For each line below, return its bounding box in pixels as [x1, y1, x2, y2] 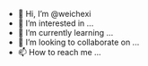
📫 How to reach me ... [17, 47, 101, 57]
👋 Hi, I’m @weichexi [17, 9, 91, 19]
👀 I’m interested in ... [17, 18, 94, 29]
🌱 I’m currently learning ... [17, 28, 114, 37]
